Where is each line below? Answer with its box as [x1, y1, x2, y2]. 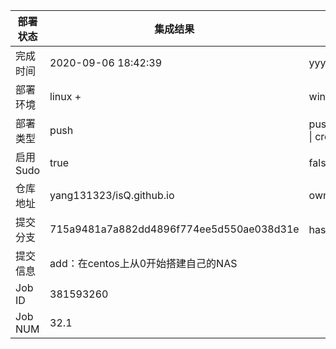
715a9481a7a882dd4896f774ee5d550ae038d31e [49, 222, 300, 236]
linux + [49, 90, 82, 103]
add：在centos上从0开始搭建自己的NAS [49, 257, 238, 270]
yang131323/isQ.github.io [49, 189, 175, 202]
